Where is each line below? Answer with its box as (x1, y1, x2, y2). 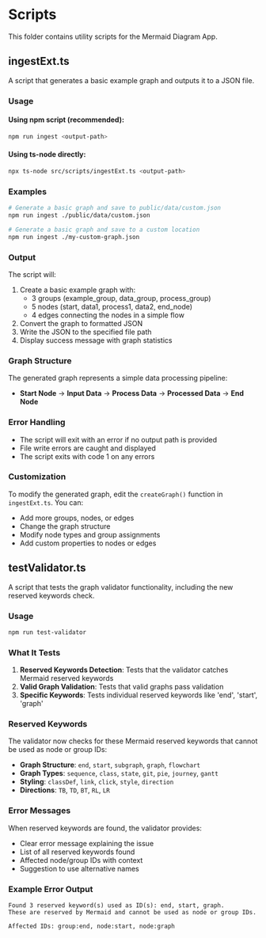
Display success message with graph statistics (19, 335, 173, 345)
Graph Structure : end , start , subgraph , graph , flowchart (19, 760, 201, 769)
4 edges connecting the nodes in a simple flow (31, 310, 184, 320)
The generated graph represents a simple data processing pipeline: (8, 374, 228, 383)
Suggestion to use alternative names (19, 864, 140, 873)
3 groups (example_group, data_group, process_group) (31, 293, 211, 302)
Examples (8, 186, 47, 197)
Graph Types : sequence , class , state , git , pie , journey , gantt (19, 769, 219, 778)
